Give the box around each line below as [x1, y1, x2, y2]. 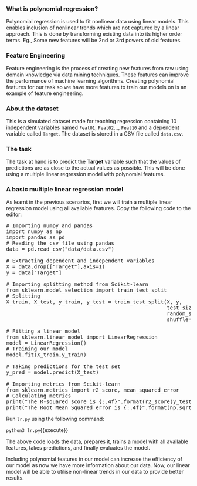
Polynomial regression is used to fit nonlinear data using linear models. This [6, 18, 189, 25]
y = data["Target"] [6, 269, 62, 276]
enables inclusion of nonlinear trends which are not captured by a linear [6, 24, 180, 31]
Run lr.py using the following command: [6, 416, 104, 423]
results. [6, 474, 25, 481]
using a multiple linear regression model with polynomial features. [6, 171, 165, 178]
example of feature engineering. [6, 90, 84, 97]
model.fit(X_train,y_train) [6, 352, 87, 358]
